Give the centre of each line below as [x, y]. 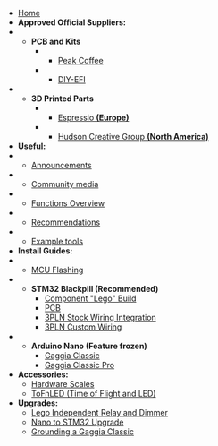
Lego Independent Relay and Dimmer [99, 412]
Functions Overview [68, 203]
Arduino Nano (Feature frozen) [89, 346]
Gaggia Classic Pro [80, 365]
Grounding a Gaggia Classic [82, 432]
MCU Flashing [57, 270]
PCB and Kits [56, 41]
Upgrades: [38, 403]
